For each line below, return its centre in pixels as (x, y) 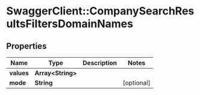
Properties (27, 46)
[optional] (136, 83)
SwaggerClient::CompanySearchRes (100, 11)
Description (100, 63)
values (19, 73)
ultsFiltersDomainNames (70, 24)
